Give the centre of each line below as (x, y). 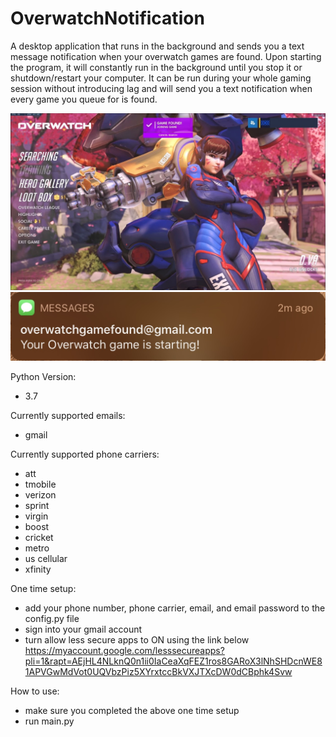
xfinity (38, 569)
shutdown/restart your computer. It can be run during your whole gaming (161, 78)
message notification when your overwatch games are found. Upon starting (166, 56)
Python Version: (43, 377)
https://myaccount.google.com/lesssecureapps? (124, 651)
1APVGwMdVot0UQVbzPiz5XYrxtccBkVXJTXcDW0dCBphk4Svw (158, 672)
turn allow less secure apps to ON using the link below (137, 640)
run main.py (49, 721)
